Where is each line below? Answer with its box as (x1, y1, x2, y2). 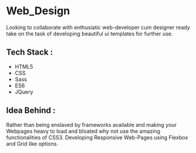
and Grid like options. (6, 140, 58, 147)
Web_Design (6, 4, 70, 18)
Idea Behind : (6, 106, 56, 116)
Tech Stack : (6, 47, 53, 58)
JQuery (14, 88, 34, 95)
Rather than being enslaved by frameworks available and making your (6, 121, 177, 128)
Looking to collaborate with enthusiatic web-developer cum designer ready (6, 24, 191, 31)
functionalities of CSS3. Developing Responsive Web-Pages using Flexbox (6, 133, 188, 141)
